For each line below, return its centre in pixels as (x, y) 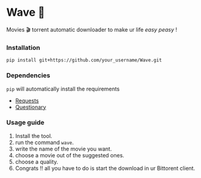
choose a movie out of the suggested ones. (70, 155)
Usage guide (25, 123)
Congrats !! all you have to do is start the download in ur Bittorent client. (105, 168)
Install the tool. (34, 135)
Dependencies (28, 75)
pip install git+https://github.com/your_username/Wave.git (84, 60)
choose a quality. (37, 162)
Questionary (31, 107)
